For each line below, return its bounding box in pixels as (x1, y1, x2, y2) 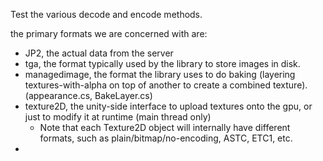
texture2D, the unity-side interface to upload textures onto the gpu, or (24, 100, 313, 112)
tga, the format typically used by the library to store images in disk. (24, 58, 301, 69)
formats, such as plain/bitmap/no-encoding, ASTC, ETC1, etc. (39, 132, 293, 144)
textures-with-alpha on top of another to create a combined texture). (24, 79, 308, 91)
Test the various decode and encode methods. (10, 9, 203, 20)
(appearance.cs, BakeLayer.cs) (24, 90, 153, 101)
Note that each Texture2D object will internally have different (39, 122, 291, 133)
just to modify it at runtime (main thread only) (24, 111, 212, 123)
